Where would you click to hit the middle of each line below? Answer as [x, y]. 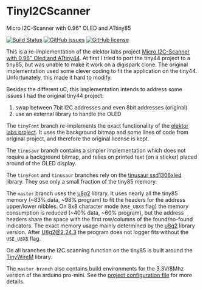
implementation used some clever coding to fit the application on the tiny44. [102, 71]
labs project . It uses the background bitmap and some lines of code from [97, 132]
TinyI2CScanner [48, 11]
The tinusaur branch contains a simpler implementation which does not [96, 150]
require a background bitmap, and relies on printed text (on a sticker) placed [102, 157]
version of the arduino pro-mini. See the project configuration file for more [99, 275]
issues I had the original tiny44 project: [55, 95]
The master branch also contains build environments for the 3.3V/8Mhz [95, 268]
